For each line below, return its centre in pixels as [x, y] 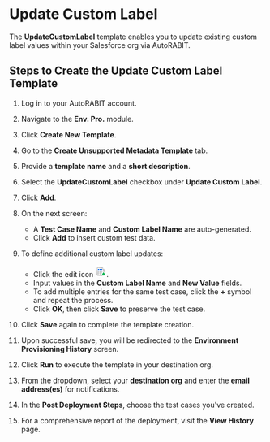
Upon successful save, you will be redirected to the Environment [130, 340]
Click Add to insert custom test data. [94, 237]
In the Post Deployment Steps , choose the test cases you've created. [137, 405]
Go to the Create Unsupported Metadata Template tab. [114, 150]
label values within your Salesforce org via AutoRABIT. [100, 45]
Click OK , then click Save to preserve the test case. [119, 309]
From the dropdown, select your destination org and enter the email [135, 380]
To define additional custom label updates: [92, 253]
